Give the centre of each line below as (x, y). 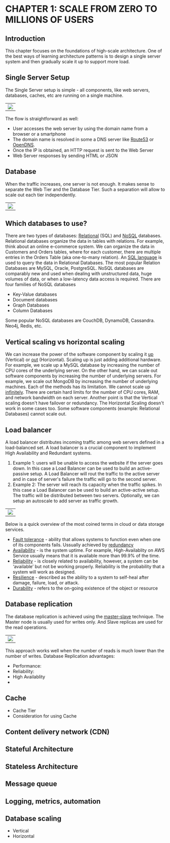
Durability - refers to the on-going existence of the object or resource (85, 588)
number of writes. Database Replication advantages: (60, 656)
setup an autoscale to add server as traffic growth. (65, 501)
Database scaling (33, 819)
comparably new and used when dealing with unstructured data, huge (79, 274)
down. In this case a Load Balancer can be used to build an (74, 468)
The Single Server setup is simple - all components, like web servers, (78, 90)
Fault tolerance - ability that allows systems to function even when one (87, 540)
